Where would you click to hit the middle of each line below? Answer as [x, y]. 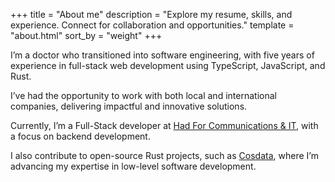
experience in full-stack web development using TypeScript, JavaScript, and [168, 65]
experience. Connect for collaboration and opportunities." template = [152, 25]
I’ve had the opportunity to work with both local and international [143, 95]
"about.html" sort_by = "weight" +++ [86, 35]
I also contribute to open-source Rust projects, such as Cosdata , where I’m [164, 155]
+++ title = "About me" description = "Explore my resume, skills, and [151, 14]
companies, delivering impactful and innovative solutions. [129, 106]
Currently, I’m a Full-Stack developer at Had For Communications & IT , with [164, 125]
